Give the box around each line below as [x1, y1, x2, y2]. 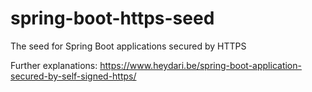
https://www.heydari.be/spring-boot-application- [99, 59, 302, 71]
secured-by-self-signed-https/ [10, 70, 137, 82]
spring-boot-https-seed [10, 7, 215, 30]
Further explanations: [10, 59, 98, 71]
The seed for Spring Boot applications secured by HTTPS [10, 40, 247, 52]
